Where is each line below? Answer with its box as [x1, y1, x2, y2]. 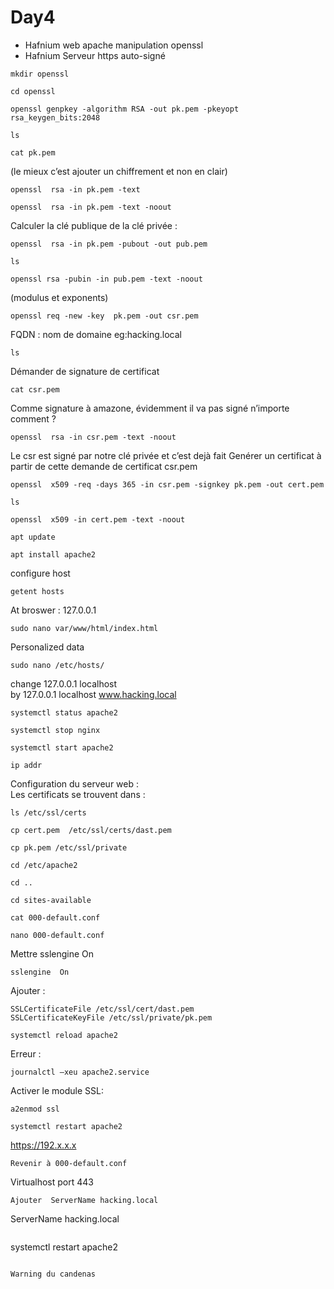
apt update [10, 532, 56, 542]
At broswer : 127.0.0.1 [10, 604, 97, 616]
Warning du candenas [10, 1269, 97, 1279]
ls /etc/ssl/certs [10, 807, 87, 818]
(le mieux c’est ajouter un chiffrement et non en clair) [10, 165, 228, 177]
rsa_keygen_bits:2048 [10, 112, 101, 123]
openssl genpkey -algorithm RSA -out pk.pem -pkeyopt [10, 104, 240, 114]
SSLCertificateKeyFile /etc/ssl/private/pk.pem [10, 1012, 213, 1023]
